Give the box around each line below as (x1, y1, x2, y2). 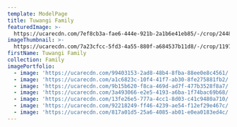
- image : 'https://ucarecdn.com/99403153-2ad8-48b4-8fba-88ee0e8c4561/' (13, 69, 232, 76)
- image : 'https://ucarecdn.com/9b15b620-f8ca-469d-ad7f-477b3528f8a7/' (13, 83, 232, 90)
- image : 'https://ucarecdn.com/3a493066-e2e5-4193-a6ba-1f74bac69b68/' (13, 89, 232, 96)
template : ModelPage (7, 10, 68, 18)
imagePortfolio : (7, 63, 55, 70)
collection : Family (7, 56, 65, 64)
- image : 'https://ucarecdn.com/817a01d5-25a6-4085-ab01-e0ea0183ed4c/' (13, 109, 232, 116)
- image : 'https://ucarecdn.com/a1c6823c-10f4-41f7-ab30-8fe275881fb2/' (13, 75, 232, 83)
